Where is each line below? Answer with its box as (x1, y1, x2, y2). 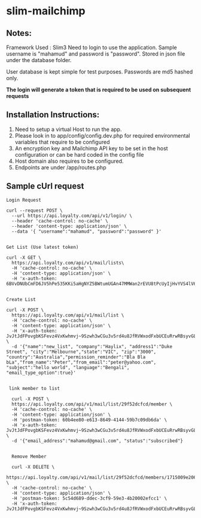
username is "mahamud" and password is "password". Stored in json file (6, 50, 185, 57)
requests (6, 93, 29, 99)
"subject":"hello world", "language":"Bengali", (6, 364, 130, 370)
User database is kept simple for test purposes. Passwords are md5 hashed (6, 68, 193, 75)
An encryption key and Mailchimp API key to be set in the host (14, 145, 169, 152)
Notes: (6, 28, 32, 38)
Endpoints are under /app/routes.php (14, 163, 106, 171)
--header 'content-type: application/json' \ (11, 223, 127, 229)
